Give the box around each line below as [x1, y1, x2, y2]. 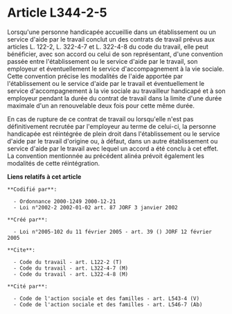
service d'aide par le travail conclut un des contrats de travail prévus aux [7, 35, 215, 43]
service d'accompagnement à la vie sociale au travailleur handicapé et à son [7, 87, 226, 95]
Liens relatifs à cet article [7, 172, 82, 181]
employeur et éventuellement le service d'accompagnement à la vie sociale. [7, 64, 224, 73]
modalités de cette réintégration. [7, 159, 100, 167]
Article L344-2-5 [7, 5, 107, 21]
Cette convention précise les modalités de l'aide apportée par [7, 71, 184, 80]
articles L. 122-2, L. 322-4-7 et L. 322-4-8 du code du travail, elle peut [7, 42, 209, 51]
